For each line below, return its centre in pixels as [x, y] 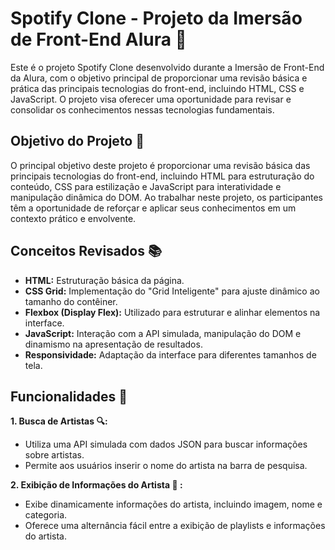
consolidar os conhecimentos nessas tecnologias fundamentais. [142, 109]
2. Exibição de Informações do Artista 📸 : [96, 485]
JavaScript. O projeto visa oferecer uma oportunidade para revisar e [151, 99]
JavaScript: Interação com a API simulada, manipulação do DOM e [163, 333]
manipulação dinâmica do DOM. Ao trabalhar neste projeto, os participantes [166, 197]
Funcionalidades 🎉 [69, 396]
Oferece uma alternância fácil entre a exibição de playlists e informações [175, 526]
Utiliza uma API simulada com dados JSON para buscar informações [166, 444]
